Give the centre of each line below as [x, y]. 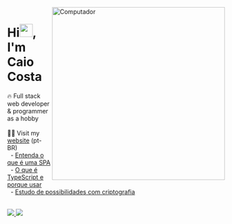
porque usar [25, 184]
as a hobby [23, 118]
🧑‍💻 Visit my [23, 133]
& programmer [28, 111]
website [18, 140]
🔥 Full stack [24, 95]
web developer [28, 104]
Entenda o [29, 155]
